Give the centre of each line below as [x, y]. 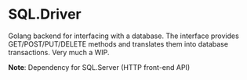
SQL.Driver [45, 14]
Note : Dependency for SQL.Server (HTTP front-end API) [99, 67]
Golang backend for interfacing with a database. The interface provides [123, 36]
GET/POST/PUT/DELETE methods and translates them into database [118, 43]
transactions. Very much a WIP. [59, 52]
